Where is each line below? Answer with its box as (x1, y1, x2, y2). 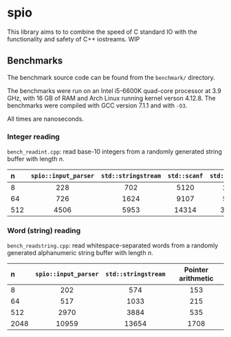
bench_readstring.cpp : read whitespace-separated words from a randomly (7, 241, 219, 249)
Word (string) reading (7, 225, 81, 235)
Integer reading (7, 132, 60, 141)
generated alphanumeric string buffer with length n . (7, 249, 153, 257)
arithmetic (179, 274, 214, 283)
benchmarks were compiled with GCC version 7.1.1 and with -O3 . (7, 101, 188, 110)
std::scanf (167, 172, 203, 180)
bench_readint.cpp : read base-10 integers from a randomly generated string (7, 147, 222, 156)
